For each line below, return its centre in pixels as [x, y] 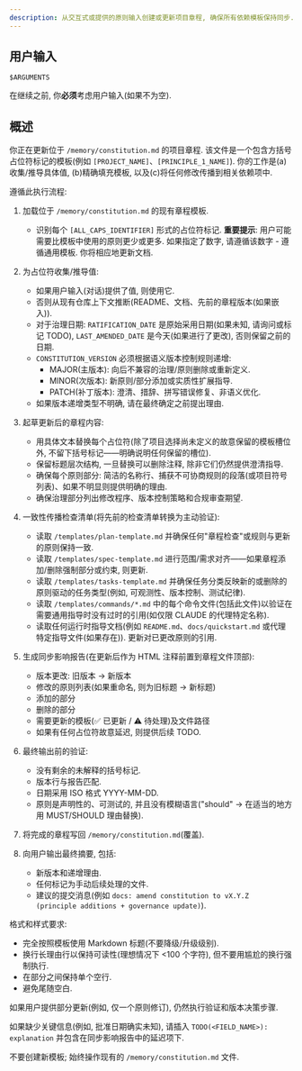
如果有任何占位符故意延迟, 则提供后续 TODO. [119, 732]
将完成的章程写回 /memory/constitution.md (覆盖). [113, 835]
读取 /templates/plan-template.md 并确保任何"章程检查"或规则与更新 [163, 536]
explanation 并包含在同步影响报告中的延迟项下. [97, 1038]
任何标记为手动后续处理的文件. [92, 885]
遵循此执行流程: [38, 192]
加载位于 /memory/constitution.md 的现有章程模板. [115, 211]
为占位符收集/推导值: [60, 272]
